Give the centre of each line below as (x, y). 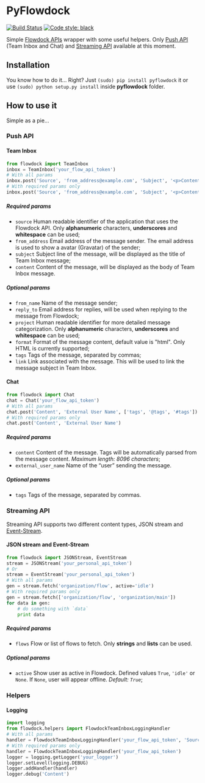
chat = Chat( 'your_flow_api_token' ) (53, 400)
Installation (28, 65)
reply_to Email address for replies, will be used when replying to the (101, 309)
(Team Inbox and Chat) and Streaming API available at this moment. (91, 46)
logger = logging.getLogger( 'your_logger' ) (63, 757)
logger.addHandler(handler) (42, 768)
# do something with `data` (53, 609)
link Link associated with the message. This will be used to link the (100, 361)
